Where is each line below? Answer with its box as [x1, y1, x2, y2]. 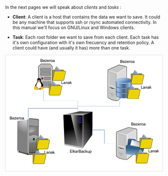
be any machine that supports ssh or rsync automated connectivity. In [12, 19, 157, 25]
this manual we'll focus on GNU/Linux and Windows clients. [12, 24, 135, 30]
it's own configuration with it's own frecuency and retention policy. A [12, 39, 154, 45]
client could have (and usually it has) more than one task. [12, 45, 130, 50]
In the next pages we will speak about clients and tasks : [5, 4, 121, 10]
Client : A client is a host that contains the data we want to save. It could [12, 14, 160, 19]
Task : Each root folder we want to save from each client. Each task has [12, 34, 159, 40]
